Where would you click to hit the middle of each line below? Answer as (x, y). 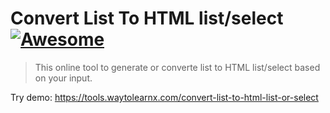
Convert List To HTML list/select (147, 18)
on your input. (63, 78)
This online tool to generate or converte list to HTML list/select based (177, 67)
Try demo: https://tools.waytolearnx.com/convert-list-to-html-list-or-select (164, 97)
